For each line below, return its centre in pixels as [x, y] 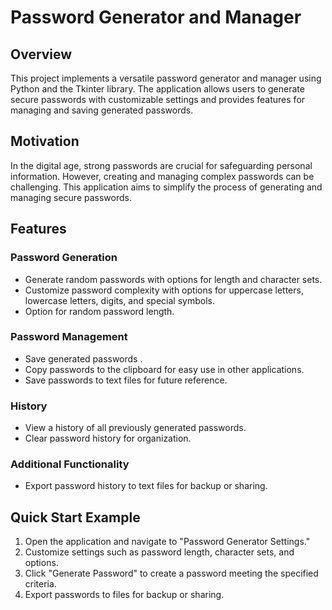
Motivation [45, 141]
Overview [41, 54]
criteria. [40, 584]
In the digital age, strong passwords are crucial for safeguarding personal [161, 165]
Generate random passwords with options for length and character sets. [173, 279]
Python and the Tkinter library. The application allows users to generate [157, 89]
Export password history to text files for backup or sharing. [146, 486]
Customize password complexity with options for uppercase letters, [164, 290]
